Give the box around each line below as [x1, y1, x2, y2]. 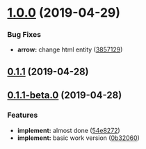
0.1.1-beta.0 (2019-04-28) [7, 89, 122, 102]
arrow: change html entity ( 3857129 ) [17, 45, 123, 54]
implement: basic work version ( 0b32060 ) [17, 134, 140, 142]
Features [7, 110, 38, 120]
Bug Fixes [7, 30, 42, 40]
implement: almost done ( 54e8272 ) [17, 126, 120, 134]
